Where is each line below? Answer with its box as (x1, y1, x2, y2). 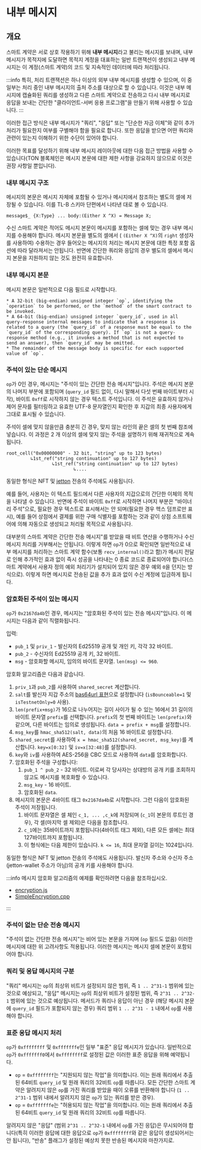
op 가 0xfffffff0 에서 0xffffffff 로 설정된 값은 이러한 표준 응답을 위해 (6, 1051, 169, 1058)
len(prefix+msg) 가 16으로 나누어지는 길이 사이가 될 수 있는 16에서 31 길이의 (14, 706, 193, 713)
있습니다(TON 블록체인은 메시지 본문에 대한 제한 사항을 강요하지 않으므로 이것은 (6, 155, 193, 161)
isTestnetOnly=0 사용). (14, 698, 71, 706)
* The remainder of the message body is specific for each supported (6, 345, 184, 351)
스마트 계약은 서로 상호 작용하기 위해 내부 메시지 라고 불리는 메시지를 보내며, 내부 (6, 49, 193, 55)
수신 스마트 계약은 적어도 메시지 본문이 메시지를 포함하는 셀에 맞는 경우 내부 (6, 224, 182, 232)
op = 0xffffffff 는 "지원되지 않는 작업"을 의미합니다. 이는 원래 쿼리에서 (14, 1071, 182, 1078)
